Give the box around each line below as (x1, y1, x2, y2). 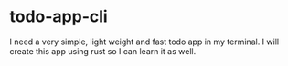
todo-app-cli (9, 6, 108, 27)
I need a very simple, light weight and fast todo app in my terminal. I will (9, 36, 280, 47)
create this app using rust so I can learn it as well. (9, 45, 197, 56)
